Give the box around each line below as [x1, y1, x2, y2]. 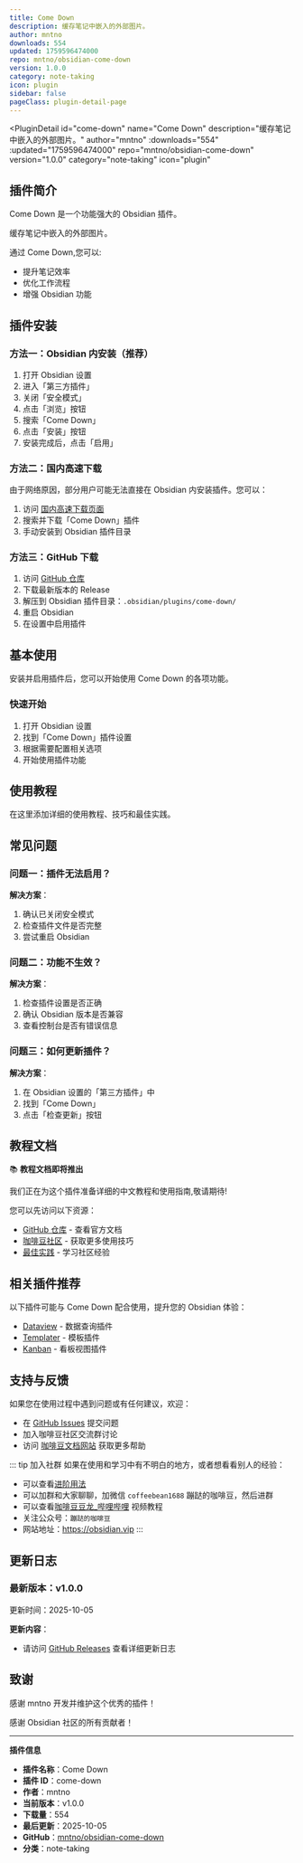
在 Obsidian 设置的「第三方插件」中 [22, 1086, 155, 1097]
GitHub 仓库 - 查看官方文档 [22, 1225, 123, 1235]
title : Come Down [9, 13, 75, 23]
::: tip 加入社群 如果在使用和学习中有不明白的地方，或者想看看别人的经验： [9, 1460, 286, 1471]
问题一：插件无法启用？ [9, 867, 111, 880]
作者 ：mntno [22, 1786, 70, 1797]
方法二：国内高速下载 [9, 462, 102, 475]
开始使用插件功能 [22, 754, 87, 765]
